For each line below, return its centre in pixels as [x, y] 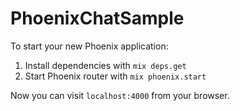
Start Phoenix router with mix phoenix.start [115, 76]
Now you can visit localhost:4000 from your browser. [120, 95]
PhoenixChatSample [97, 18]
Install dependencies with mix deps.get [105, 65]
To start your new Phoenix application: [89, 46]
